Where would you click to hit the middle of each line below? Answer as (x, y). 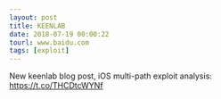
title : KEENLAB (37, 26)
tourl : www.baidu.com (49, 42)
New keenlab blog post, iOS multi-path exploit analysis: (110, 76)
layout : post (33, 17)
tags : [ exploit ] (39, 51)
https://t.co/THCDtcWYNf (57, 86)
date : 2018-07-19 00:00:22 (59, 34)
